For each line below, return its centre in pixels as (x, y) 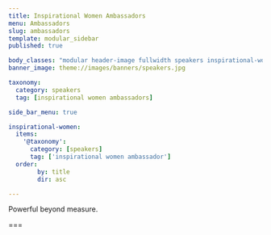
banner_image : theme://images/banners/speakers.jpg (97, 68)
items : (27, 134)
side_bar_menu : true (43, 112)
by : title (54, 172)
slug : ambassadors (39, 31)
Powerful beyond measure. (53, 209)
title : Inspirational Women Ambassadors (77, 16)
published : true (35, 46)
